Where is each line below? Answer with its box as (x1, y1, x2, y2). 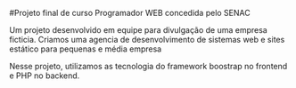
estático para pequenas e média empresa (9, 44, 162, 54)
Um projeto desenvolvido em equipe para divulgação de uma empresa (9, 25, 267, 35)
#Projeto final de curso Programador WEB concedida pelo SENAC (9, 8, 251, 18)
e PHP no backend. (9, 70, 80, 81)
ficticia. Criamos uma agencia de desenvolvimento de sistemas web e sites (9, 35, 285, 44)
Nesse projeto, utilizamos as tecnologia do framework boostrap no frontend (9, 61, 288, 71)
